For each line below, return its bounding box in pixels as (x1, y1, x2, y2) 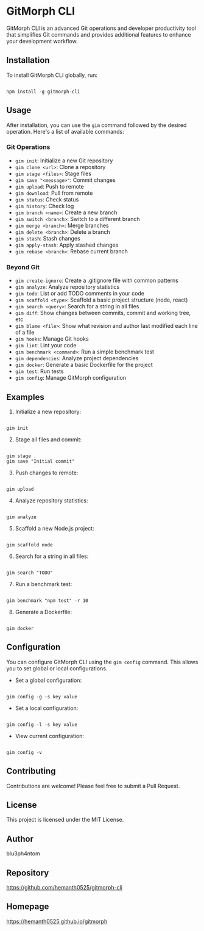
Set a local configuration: (15, 704, 79, 712)
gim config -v (6, 749, 43, 755)
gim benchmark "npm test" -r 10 (6, 597, 88, 604)
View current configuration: (15, 732, 84, 739)
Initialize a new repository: (15, 408, 82, 415)
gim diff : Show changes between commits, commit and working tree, (15, 310, 191, 317)
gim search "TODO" (6, 570, 53, 576)
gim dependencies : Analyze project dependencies (15, 355, 139, 362)
